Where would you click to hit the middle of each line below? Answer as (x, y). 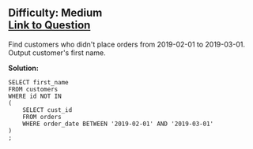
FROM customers (33, 89)
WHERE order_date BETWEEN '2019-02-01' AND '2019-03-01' (118, 124)
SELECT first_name (38, 82)
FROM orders (42, 117)
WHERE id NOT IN (35, 96)
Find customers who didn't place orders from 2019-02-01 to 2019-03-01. (126, 44)
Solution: (24, 68)
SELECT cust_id (47, 110)
